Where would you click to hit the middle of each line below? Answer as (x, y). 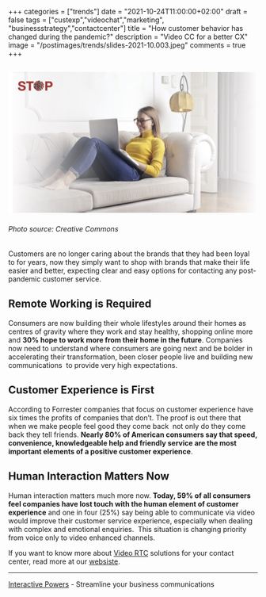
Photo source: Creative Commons (63, 229)
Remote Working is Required (80, 304)
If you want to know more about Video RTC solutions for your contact (121, 553)
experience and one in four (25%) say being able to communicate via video (132, 512)
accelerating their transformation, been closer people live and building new (131, 357)
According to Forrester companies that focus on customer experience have (131, 409)
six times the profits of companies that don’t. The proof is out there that (125, 417)
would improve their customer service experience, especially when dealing (131, 520)
